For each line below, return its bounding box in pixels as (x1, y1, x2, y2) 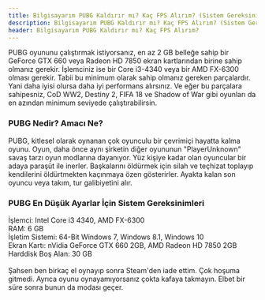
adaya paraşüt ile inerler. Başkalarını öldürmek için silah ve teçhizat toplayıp (8, 161, 254, 171)
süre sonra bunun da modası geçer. (8, 282, 124, 292)
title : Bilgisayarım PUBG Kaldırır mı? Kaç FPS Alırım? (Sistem (8, 11, 224, 20)
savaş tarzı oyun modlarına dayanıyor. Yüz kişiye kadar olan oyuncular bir (8, 152, 247, 162)
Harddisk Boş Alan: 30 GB (8, 249, 92, 258)
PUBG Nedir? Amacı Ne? (8, 118, 104, 129)
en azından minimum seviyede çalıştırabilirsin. (8, 98, 158, 107)
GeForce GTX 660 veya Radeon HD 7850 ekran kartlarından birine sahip (8, 56, 243, 66)
